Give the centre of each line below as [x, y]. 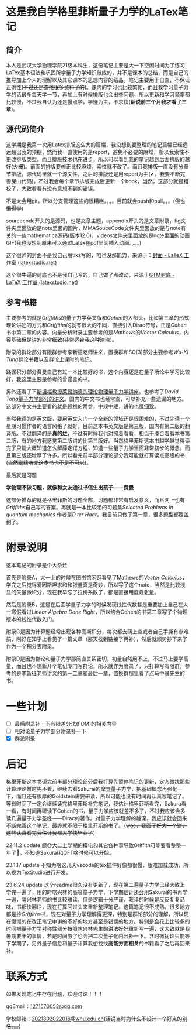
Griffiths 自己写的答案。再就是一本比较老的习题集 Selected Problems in [90, 507]
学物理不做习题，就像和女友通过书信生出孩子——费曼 [70, 487]
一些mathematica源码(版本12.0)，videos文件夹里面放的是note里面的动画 [103, 235]
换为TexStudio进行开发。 [41, 872]
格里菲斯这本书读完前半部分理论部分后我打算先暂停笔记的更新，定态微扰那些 [98, 782]
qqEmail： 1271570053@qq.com [44, 1006]
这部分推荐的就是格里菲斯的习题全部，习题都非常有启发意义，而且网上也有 [95, 500]
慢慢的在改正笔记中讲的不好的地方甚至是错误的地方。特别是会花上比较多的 [100, 921]
